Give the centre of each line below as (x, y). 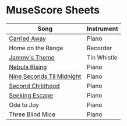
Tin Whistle (102, 57)
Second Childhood (34, 86)
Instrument (102, 29)
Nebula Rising (28, 66)
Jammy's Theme (32, 57)
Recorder (99, 48)
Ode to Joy (24, 104)
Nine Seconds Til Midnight (45, 76)
